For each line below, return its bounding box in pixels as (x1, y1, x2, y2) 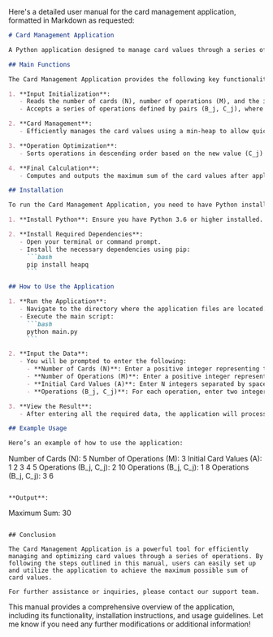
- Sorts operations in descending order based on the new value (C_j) (19, 149, 264, 158)
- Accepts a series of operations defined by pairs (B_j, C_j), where (19, 105, 264, 113)
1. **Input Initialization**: (8, 89, 111, 98)
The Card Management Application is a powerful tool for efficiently (8, 545, 249, 553)
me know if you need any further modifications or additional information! (8, 619, 251, 629)
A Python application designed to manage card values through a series (8, 45, 256, 54)
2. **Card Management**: (8, 119, 93, 128)
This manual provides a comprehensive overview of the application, (8, 602, 236, 612)
